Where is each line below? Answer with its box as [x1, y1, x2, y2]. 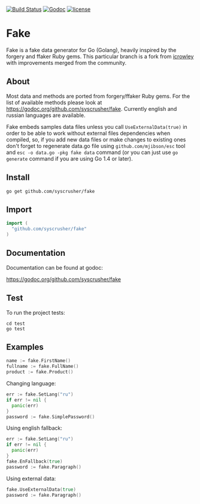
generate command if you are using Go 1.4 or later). [6, 155, 133, 162]
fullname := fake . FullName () [6, 363, 79, 370]
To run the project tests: [6, 309, 65, 316]
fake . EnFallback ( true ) [6, 458, 63, 464]
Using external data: [6, 475, 56, 482]
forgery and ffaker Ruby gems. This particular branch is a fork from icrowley [6, 53, 194, 60]
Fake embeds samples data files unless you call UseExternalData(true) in [6, 123, 187, 130]
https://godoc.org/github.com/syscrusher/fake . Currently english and [6, 105, 177, 112]
